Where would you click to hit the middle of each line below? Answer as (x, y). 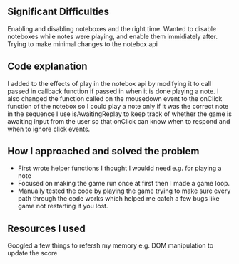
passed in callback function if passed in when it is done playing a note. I (113, 91)
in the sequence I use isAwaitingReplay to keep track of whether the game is (119, 114)
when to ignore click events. (49, 129)
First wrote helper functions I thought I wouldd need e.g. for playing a (119, 168)
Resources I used (46, 228)
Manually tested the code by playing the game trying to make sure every (124, 191)
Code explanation (47, 67)
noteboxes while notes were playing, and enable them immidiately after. (112, 36)
